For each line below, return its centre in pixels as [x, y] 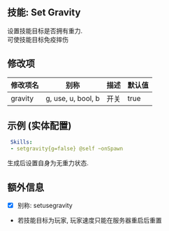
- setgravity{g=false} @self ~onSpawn [67, 149]
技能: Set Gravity [44, 13]
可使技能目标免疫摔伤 [38, 39]
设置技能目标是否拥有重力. [45, 31]
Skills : [21, 142]
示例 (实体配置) [39, 126]
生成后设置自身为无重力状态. [48, 163]
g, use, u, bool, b [73, 98]
